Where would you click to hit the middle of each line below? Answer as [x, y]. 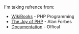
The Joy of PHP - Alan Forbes [41, 22]
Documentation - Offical [36, 27]
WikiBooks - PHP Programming [43, 16]
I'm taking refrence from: [29, 7]
